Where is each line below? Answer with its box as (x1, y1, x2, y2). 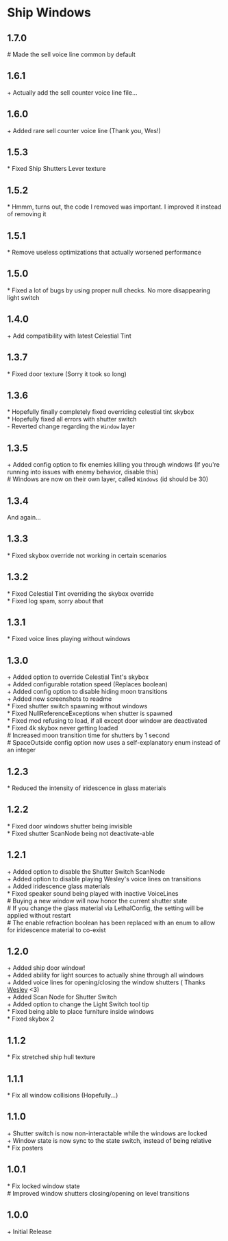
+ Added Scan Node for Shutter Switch (7, 993, 118, 1001)
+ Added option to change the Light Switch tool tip (7, 1000, 149, 1008)
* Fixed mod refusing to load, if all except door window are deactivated (7, 717, 207, 725)
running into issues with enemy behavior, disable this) (7, 468, 159, 476)
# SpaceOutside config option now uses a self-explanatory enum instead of (7, 739, 220, 747)
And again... (7, 513, 41, 521)
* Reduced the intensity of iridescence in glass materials (7, 784, 166, 792)
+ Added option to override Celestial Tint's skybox (7, 673, 149, 681)
